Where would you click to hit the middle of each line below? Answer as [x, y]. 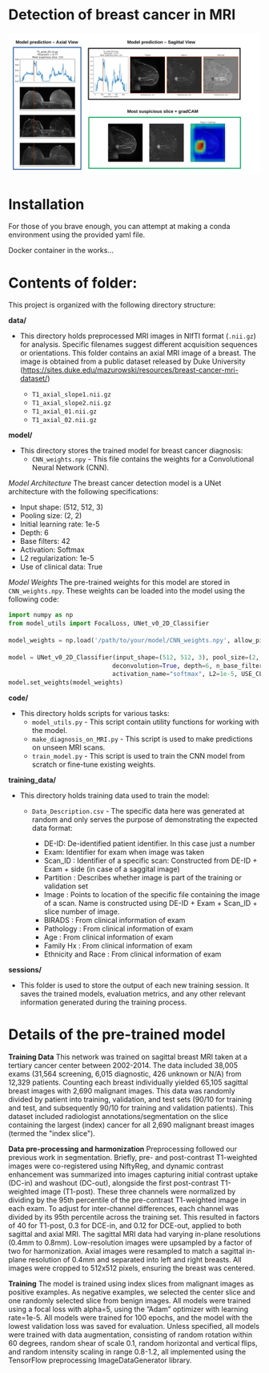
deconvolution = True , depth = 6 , [163, 666]
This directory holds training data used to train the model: [114, 795]
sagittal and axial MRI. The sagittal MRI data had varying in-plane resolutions [134, 1234]
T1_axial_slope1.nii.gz [72, 395]
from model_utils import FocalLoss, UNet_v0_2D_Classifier [109, 624]
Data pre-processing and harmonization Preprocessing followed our [123, 1149]
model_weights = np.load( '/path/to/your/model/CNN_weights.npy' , [119, 640]
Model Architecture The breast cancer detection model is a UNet [115, 483]
